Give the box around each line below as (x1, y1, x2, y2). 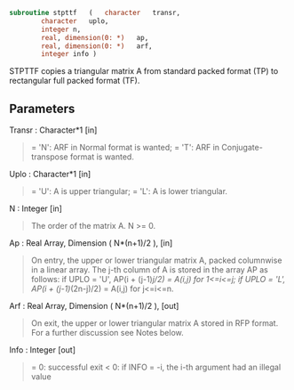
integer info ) (41, 50, 98, 59)
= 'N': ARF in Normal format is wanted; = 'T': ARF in (30, 142, 220, 153)
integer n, (41, 25, 82, 34)
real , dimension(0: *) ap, (41, 33, 149, 42)
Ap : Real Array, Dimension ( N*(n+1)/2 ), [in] (9, 238, 173, 248)
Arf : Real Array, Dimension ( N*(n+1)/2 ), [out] (9, 301, 179, 312)
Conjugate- (221, 142, 264, 153)
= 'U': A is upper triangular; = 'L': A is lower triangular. (30, 186, 228, 197)
